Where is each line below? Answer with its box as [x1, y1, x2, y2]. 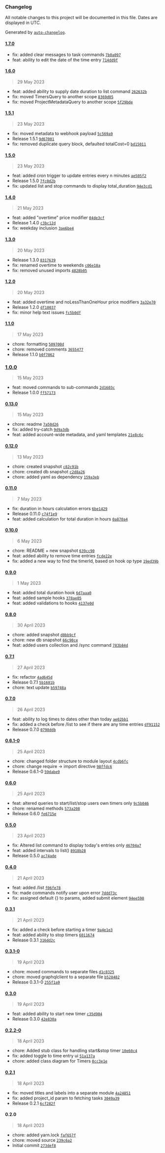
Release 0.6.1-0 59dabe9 [12, 769, 60, 774]
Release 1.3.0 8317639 [12, 257, 56, 263]
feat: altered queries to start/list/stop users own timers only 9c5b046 [12, 800, 149, 806]
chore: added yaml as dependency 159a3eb [12, 474, 100, 480]
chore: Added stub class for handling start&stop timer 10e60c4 [12, 1047, 137, 1054]
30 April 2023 [17, 622, 46, 628]
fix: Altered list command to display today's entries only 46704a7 [12, 842, 141, 848]
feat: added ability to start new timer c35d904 [12, 1011, 103, 1017]
